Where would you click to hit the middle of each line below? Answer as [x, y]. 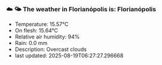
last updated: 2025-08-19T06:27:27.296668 [69, 56]
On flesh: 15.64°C [36, 31]
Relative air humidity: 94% [47, 37]
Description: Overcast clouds [51, 50]
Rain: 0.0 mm [31, 43]
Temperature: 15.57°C [42, 24]
